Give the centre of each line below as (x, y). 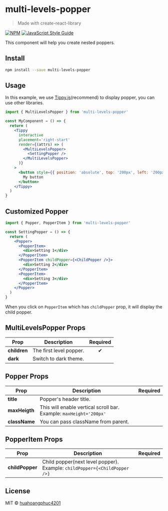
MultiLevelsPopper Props (45, 328)
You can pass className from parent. (84, 421)
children (18, 351)
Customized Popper (37, 211)
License (18, 491)
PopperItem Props (34, 440)
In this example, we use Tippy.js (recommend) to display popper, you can (80, 98)
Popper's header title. (65, 399)
